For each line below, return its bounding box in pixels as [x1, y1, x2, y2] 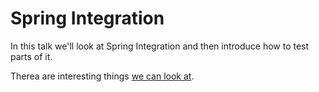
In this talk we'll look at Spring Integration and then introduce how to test [10, 40, 310, 52]
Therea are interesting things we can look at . [10, 70, 195, 82]
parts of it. [10, 50, 53, 62]
